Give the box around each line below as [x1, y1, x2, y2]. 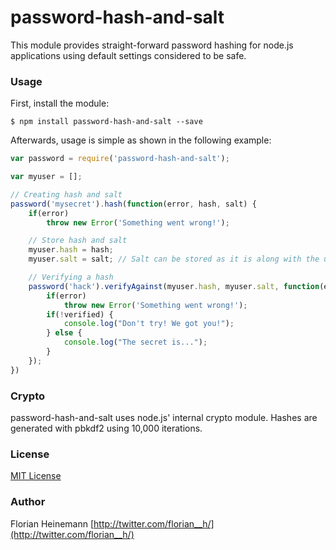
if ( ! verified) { [46, 309, 114, 320]
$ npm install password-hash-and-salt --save [10, 117, 203, 127]
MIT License [10, 470, 62, 482]
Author [10, 495, 46, 509]
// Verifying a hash [28, 272, 114, 283]
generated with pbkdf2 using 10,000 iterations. [10, 422, 203, 435]
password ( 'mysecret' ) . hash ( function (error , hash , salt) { [10, 199, 257, 209]
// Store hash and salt [28, 236, 128, 246]
